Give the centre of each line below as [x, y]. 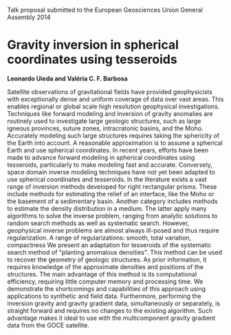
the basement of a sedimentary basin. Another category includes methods [112, 201]
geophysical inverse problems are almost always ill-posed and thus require [113, 230]
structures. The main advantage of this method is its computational [102, 274]
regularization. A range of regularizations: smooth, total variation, [99, 238]
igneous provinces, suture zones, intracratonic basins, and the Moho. [105, 128]
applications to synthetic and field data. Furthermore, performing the [104, 296]
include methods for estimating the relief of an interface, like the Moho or [111, 194]
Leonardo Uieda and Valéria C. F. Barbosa [68, 78]
